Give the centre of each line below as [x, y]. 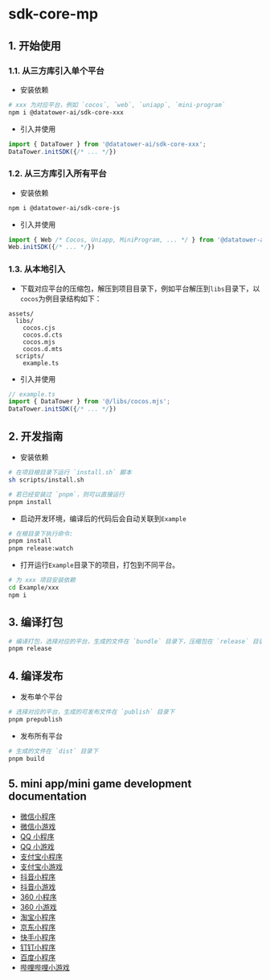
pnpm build [27, 759]
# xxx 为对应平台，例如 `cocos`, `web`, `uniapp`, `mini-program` [117, 105]
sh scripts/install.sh [46, 480]
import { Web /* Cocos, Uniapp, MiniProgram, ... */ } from [111, 240]
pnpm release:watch [41, 548]
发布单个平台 [41, 697]
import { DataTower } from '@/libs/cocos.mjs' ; [90, 402]
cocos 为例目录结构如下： [61, 298]
